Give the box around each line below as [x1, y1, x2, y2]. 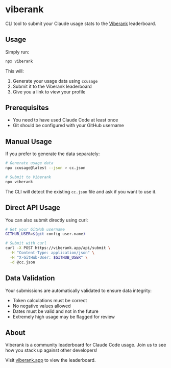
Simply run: [5, 48, 30, 55]
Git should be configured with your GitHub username [12, 122, 124, 129]
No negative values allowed [12, 303, 71, 309]
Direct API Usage [5, 203, 60, 212]
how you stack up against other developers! [5, 347, 98, 353]
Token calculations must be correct [12, 297, 87, 303]
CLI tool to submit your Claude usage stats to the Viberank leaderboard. [5, 20, 157, 27]
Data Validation [5, 274, 55, 283]
